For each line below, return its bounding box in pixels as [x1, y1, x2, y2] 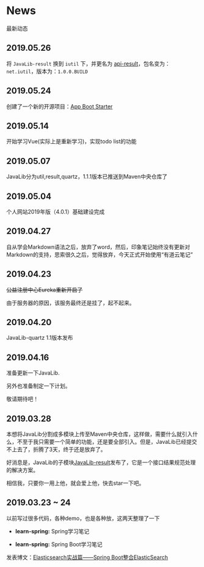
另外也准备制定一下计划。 [6, 382, 71, 389]
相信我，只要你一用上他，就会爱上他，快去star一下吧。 [6, 479, 145, 487]
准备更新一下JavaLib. [6, 369, 60, 377]
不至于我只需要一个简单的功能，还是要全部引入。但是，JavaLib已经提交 [16, 438, 197, 446]
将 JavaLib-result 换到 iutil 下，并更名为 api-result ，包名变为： [6, 59, 171, 67]
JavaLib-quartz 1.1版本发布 [6, 334, 73, 342]
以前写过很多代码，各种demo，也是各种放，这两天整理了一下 [6, 514, 160, 522]
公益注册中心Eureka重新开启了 [6, 286, 83, 293]
